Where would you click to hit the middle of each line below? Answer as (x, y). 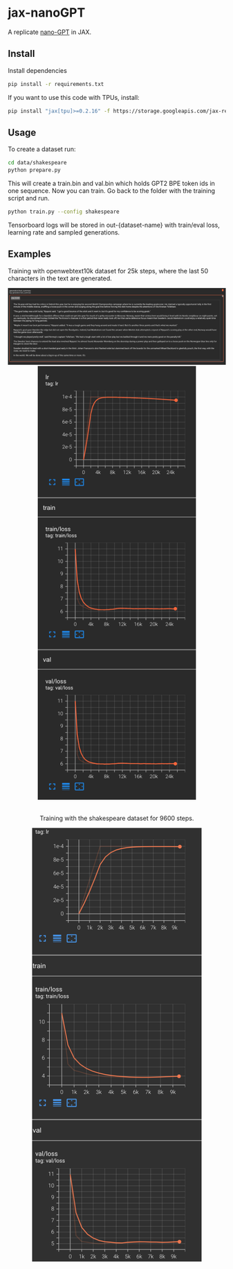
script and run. (29, 198)
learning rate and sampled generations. (64, 232)
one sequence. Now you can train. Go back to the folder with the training (111, 191)
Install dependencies (38, 70)
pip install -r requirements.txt (56, 84)
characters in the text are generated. (60, 278)
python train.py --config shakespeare (64, 212)
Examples (29, 254)
